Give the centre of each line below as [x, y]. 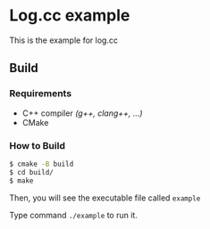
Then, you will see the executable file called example [105, 198]
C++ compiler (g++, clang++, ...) [82, 113]
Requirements [41, 94]
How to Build [37, 145]
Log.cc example [70, 16]
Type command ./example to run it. [74, 215]
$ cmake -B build [42, 164]
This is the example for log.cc [64, 40]
